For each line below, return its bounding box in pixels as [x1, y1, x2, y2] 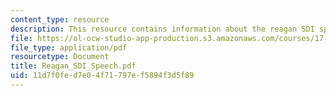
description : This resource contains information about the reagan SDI [10, 24, 315, 34]
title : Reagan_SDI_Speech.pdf [10, 61, 137, 71]
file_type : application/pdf [10, 42, 128, 53]
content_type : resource [10, 14, 110, 25]
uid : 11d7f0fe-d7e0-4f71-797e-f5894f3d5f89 [10, 71, 195, 81]
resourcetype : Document [10, 52, 110, 62]
